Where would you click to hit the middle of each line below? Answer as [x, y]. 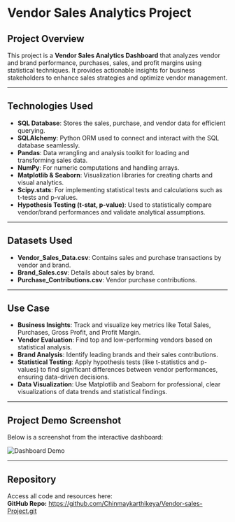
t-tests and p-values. [48, 197]
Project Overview [46, 39]
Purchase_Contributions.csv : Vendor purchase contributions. [107, 280]
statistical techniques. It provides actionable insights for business [101, 70]
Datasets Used [40, 241]
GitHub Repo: [27, 504]
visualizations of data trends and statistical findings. [92, 392]
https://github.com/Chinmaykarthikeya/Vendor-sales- [126, 504]
